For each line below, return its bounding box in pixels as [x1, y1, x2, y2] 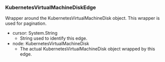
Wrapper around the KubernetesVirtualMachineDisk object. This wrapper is [5, 15, 160, 21]
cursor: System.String [12, 30, 57, 36]
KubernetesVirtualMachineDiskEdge [5, 4, 96, 11]
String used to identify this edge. [19, 35, 87, 41]
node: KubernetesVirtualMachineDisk [12, 41, 89, 47]
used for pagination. [5, 20, 47, 26]
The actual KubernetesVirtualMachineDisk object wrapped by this [19, 46, 155, 52]
